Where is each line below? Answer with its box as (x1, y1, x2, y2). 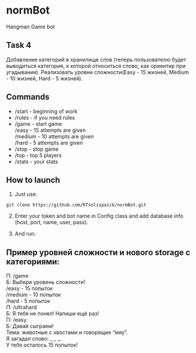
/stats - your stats (14, 158, 58, 165)
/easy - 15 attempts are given (14, 127, 86, 134)
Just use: (14, 190, 37, 198)
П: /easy (6, 316, 27, 323)
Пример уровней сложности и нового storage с (6, 247, 191, 257)
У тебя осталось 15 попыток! (6, 341, 78, 349)
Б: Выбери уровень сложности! (6, 278, 86, 286)
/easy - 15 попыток (6, 285, 53, 292)
